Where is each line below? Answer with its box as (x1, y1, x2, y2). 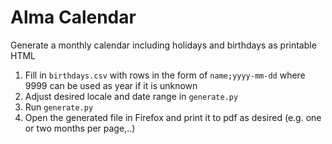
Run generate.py (24, 101, 94, 113)
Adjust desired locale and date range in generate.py (24, 90, 239, 102)
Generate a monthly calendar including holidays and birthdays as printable (10, 39, 317, 51)
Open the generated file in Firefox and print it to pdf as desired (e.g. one (24, 111, 322, 123)
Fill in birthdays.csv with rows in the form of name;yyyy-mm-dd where (24, 69, 306, 81)
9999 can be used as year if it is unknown (24, 79, 198, 91)
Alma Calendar (10, 6, 137, 29)
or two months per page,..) (24, 122, 136, 134)
